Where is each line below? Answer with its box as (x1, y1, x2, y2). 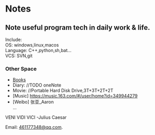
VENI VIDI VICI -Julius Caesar (5, 114, 67, 120)
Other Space (5, 65, 37, 72)
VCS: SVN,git (5, 53, 33, 59)
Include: (5, 36, 22, 42)
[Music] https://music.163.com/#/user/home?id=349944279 (12, 93, 138, 99)
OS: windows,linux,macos (5, 42, 59, 48)
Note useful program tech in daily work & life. (5, 23, 150, 32)
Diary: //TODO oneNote (12, 82, 62, 88)
